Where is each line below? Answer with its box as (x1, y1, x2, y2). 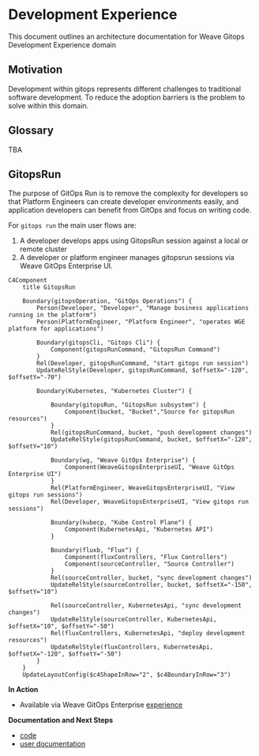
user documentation (19, 739, 85, 749)
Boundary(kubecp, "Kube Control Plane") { (50, 519, 193, 527)
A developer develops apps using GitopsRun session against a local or (19, 236, 249, 246)
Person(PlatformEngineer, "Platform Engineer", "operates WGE (36, 318, 246, 326)
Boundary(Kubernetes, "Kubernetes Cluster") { (36, 387, 193, 395)
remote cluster (19, 244, 68, 254)
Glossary (8, 124, 54, 138)
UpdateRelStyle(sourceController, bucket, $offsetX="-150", (50, 581, 253, 589)
